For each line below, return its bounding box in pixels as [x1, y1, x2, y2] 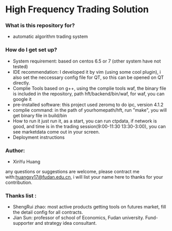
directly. [12, 79, 30, 86]
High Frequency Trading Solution [5, 4, 149, 15]
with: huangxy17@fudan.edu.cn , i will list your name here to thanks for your [5, 174, 163, 180]
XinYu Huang [12, 159, 41, 165]
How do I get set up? [5, 46, 58, 53]
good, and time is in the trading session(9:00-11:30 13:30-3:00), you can [12, 123, 166, 129]
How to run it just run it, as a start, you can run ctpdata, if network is [12, 118, 157, 124]
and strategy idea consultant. [35, 220, 97, 226]
